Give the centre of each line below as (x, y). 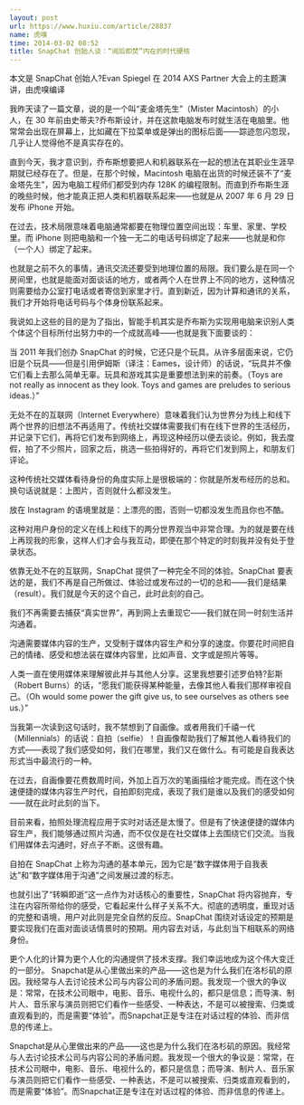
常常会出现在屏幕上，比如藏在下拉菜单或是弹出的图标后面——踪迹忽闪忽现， (152, 131)
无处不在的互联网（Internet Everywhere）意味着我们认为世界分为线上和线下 (150, 415)
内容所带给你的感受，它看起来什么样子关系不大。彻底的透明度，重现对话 (160, 906)
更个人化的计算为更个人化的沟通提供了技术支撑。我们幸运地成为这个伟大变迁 (152, 959)
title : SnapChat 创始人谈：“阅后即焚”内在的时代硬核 (100, 52)
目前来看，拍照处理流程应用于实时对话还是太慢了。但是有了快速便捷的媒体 (148, 822)
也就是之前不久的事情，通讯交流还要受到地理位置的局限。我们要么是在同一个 (152, 269)
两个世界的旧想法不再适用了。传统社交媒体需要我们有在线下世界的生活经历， (152, 426)
